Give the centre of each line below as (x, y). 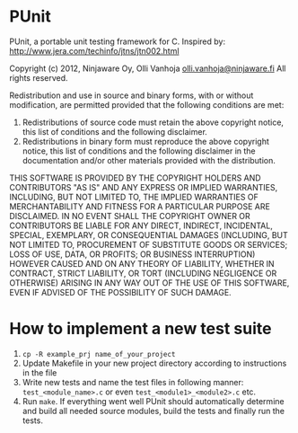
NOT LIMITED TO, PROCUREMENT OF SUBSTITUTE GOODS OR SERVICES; (149, 244)
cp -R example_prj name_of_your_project (99, 354)
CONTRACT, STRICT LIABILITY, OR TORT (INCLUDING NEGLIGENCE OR (143, 273)
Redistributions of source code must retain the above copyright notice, (153, 122)
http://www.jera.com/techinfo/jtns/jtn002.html (94, 50)
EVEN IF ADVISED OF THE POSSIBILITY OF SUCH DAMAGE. (120, 292)
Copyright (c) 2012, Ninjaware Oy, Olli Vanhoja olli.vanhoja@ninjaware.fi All (148, 68)
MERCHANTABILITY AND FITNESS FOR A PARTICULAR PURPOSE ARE (140, 206)
